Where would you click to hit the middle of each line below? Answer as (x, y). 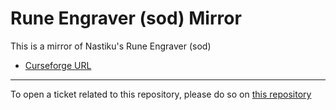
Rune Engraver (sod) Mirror (126, 18)
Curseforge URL (58, 65)
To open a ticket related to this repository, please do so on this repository (161, 94)
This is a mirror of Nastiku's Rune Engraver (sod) (111, 46)
